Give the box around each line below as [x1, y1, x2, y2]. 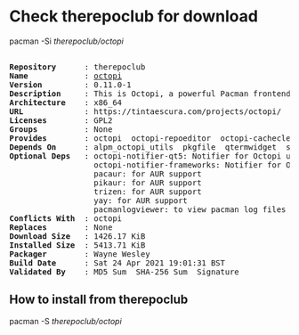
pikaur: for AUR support [93, 177, 202, 188]
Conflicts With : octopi [9, 213, 123, 224]
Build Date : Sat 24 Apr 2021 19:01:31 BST [9, 257, 225, 268]
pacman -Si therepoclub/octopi [9, 36, 125, 46]
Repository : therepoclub [9, 61, 146, 72]
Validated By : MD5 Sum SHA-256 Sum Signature [9, 266, 240, 277]
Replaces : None [9, 222, 113, 233]
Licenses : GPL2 [9, 115, 113, 126]
